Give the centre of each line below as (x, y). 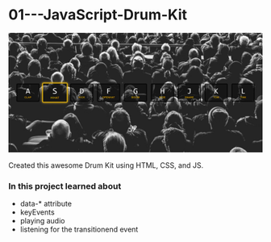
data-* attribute (46, 204)
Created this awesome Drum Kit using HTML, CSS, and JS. (106, 165)
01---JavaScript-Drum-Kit (98, 15)
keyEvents (37, 212)
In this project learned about (65, 186)
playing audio (42, 221)
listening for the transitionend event (79, 229)
